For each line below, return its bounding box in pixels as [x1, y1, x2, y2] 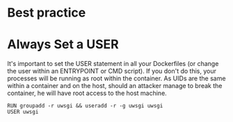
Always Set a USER [7, 37, 120, 53]
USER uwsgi [7, 109, 39, 116]
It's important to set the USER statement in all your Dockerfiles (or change [7, 60, 219, 68]
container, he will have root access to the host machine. [7, 89, 167, 98]
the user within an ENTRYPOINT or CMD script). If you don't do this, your [7, 67, 217, 76]
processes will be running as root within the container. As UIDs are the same [7, 74, 226, 82]
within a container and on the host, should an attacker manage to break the [7, 82, 223, 90]
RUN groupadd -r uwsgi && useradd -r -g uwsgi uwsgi [7, 103, 163, 110]
